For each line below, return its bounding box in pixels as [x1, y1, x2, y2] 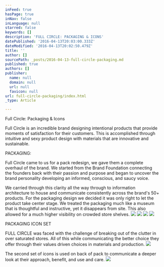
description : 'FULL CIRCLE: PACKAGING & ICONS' [5, 35, 104, 40]
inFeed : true [5, 7, 32, 12]
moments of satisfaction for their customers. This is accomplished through [5, 131, 156, 136]
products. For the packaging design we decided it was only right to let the [5, 195, 154, 201]
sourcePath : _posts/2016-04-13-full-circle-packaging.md [5, 57, 124, 62]
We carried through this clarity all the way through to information [5, 185, 136, 191]
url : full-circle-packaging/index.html [5, 93, 87, 98]
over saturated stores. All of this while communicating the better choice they [5, 236, 159, 242]
